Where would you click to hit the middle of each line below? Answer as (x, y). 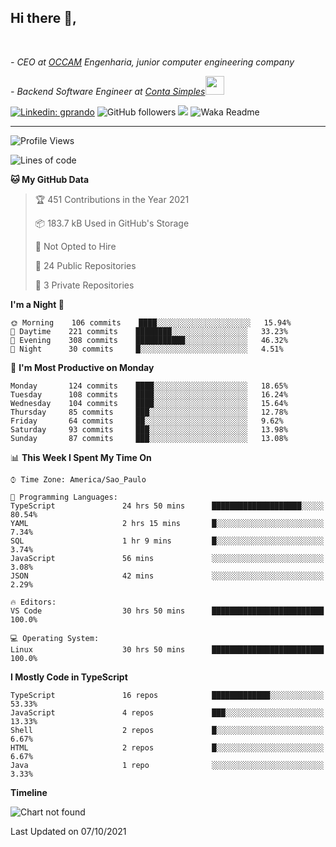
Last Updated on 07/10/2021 (68, 831)
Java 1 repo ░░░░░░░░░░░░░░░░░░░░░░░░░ (167, 765)
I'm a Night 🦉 (37, 304)
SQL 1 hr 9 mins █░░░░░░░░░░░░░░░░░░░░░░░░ (167, 541)
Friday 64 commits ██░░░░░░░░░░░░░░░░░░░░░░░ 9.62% (147, 421)
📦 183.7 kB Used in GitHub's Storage (112, 223)
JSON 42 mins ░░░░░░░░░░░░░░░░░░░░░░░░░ (167, 576)
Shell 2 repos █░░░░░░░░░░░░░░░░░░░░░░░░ (167, 730)
